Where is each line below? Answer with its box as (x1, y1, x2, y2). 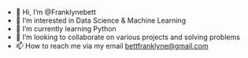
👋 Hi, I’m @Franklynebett (15, 8, 97, 16)
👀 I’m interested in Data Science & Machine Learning (15, 16, 187, 25)
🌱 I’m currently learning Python (15, 24, 117, 33)
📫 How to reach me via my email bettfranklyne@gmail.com (15, 42, 209, 50)
